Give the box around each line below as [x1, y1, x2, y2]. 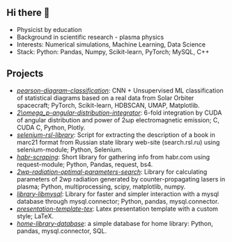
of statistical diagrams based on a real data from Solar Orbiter [16, 93, 194, 102]
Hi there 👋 [6, 7, 50, 19]
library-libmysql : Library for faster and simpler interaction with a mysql [16, 189, 219, 198]
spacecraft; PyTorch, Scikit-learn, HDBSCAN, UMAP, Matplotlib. [16, 101, 200, 109]
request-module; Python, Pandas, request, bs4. [16, 160, 153, 168]
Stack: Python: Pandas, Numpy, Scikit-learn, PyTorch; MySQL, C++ [16, 47, 210, 56]
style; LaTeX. [16, 211, 54, 220]
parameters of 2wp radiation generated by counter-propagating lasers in [16, 175, 226, 183]
